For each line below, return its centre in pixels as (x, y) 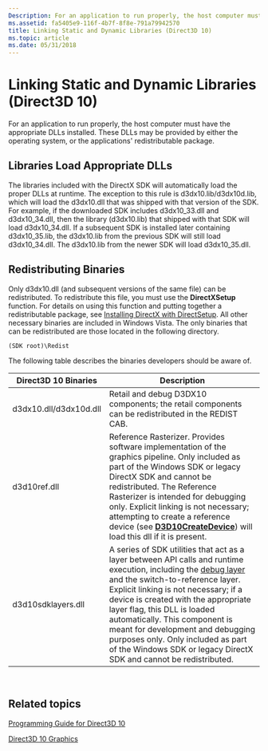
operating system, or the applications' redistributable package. (112, 141)
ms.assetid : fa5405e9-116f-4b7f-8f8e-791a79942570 (94, 23)
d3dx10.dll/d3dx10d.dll (57, 409)
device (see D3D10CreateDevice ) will (181, 526)
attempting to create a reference (169, 516)
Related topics (45, 704)
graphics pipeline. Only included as (175, 457)
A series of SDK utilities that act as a (177, 549)
